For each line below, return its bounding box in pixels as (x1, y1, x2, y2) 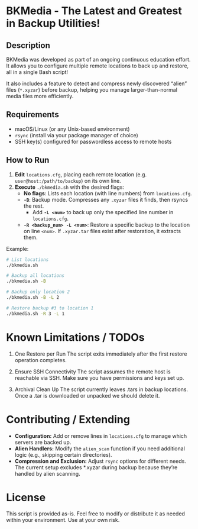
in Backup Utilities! (6, 17, 100, 30)
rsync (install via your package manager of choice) (14, 131, 139, 138)
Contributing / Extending (6, 412, 130, 426)
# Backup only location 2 (6, 289, 70, 295)
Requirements (6, 109, 59, 120)
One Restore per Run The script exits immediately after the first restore (14, 350, 187, 357)
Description (6, 40, 50, 50)
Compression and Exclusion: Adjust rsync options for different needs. (14, 457, 186, 465)
